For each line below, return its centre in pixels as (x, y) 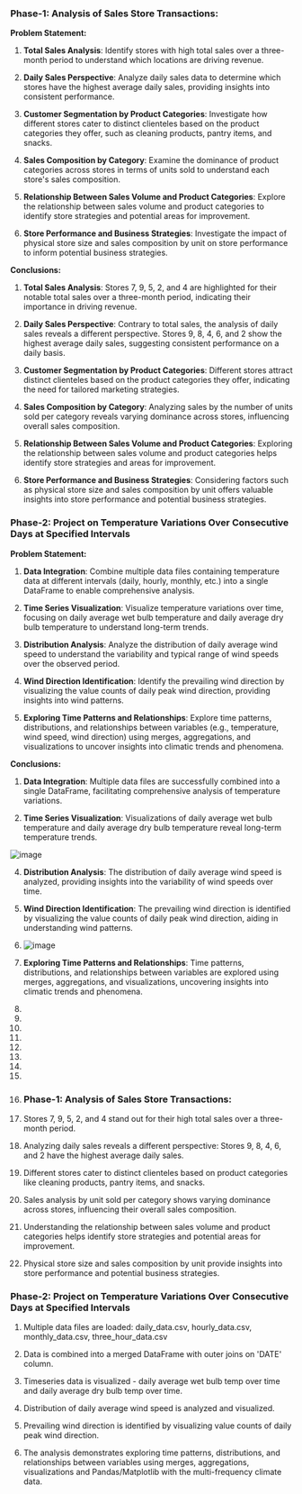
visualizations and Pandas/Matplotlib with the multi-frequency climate (152, 1472)
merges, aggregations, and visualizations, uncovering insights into (146, 981)
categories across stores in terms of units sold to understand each (147, 170)
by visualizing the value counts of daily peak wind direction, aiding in (151, 918)
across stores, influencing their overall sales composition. (130, 1209)
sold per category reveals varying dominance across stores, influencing (156, 416)
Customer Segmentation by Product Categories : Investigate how (145, 114)
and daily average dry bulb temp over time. (103, 1391)
